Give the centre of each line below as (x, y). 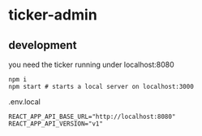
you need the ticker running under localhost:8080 (91, 64)
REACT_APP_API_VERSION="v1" (56, 124)
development (43, 45)
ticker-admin (53, 15)
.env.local (24, 102)
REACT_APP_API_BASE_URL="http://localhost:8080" (92, 116)
